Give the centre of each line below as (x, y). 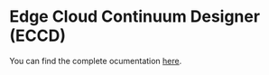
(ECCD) (37, 36)
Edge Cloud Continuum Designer (134, 17)
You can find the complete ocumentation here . (96, 61)
